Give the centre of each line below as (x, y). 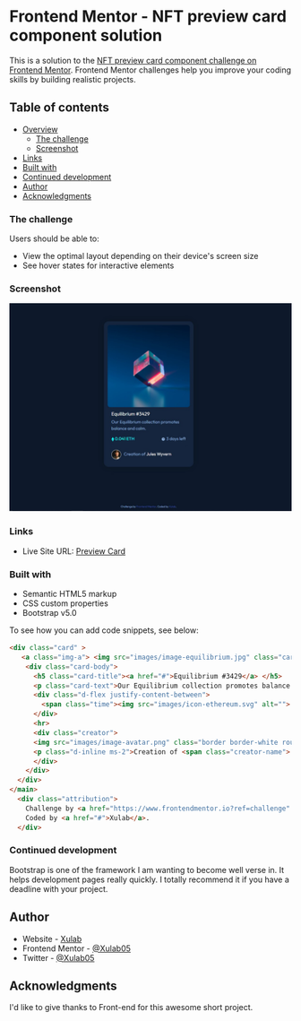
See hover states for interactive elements (98, 265)
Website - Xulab (52, 939)
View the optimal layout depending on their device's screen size (140, 256)
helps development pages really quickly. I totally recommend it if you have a (149, 879)
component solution (86, 35)
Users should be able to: (55, 238)
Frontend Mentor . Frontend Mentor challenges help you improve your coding (150, 70)
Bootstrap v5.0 (50, 613)
